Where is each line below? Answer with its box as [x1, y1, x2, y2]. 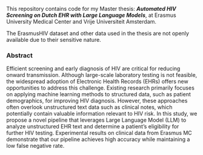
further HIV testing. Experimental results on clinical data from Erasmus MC [6, 130, 192, 137]
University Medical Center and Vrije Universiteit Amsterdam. [6, 18, 156, 25]
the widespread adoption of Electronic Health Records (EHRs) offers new [6, 78, 189, 85]
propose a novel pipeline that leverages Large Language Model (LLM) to [6, 116, 187, 124]
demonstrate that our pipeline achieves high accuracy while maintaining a [6, 136, 190, 143]
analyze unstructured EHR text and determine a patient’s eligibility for [6, 123, 179, 130]
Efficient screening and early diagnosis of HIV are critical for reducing [6, 65, 181, 72]
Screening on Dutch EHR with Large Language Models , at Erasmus [6, 12, 177, 19]
